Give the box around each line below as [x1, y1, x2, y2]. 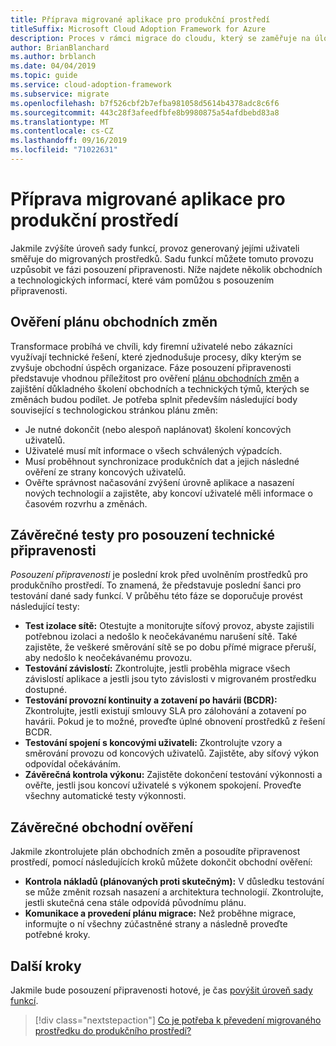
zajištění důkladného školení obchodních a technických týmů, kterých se [10, 382, 310, 395]
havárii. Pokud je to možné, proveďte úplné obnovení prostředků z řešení [24, 716, 326, 728]
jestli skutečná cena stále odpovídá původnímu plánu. [24, 897, 247, 909]
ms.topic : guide [10, 71, 78, 81]
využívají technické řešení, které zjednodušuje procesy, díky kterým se [10, 351, 302, 363]
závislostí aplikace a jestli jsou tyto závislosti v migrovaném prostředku [24, 673, 317, 685]
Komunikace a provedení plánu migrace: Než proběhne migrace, [24, 907, 297, 920]
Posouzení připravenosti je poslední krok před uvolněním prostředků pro [10, 569, 308, 581]
